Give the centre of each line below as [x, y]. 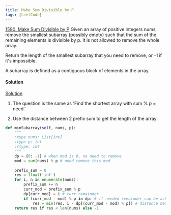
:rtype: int [27, 147]
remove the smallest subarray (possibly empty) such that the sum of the [81, 35]
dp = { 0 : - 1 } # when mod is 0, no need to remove [68, 156]
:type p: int [28, 142]
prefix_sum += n [41, 185]
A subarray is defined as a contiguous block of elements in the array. [78, 70]
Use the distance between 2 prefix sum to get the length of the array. [85, 118]
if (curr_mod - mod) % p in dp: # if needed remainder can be [91, 199]
